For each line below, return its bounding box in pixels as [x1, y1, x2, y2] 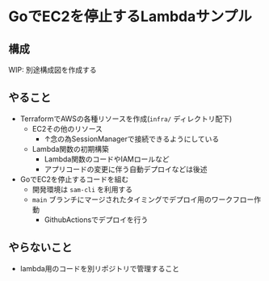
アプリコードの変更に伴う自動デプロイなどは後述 [44, 164, 208, 174]
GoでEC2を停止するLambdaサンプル [8, 7, 252, 26]
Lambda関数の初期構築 [32, 144, 109, 153]
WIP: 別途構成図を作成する [8, 65, 97, 74]
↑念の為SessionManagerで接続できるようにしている [44, 134, 220, 144]
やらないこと [8, 241, 73, 254]
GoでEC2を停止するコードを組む [19, 174, 129, 184]
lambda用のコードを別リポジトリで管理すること [19, 263, 180, 273]
